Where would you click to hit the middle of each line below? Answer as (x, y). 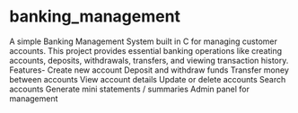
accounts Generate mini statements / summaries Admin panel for (129, 89)
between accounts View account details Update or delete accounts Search (148, 79)
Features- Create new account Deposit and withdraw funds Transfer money (149, 70)
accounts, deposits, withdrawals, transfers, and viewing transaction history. (149, 60)
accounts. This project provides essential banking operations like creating (146, 50)
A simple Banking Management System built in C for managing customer (144, 41)
